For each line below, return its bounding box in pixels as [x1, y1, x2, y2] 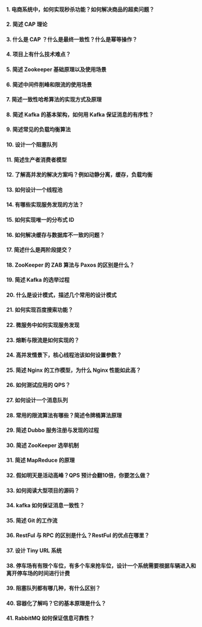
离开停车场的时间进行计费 [6, 569, 70, 577]
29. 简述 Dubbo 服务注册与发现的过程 [6, 427, 99, 434]
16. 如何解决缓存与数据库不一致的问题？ [6, 231, 105, 238]
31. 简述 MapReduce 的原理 [6, 456, 75, 464]
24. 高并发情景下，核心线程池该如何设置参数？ [6, 351, 122, 358]
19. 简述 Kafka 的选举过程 [6, 276, 70, 284]
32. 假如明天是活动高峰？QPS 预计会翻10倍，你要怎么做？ [6, 471, 151, 479]
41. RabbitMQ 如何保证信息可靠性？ [6, 614, 95, 622]
